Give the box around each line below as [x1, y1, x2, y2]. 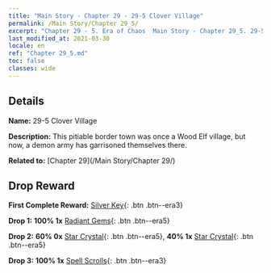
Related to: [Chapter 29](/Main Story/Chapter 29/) [8, 155, 176, 166]
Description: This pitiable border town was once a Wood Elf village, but [8, 131, 246, 141]
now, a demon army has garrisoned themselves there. [8, 140, 187, 149]
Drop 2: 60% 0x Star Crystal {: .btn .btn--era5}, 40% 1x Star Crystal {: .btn [8, 232, 254, 241]
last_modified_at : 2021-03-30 [8, 34, 110, 43]
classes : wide [8, 65, 56, 73]
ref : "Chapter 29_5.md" [8, 49, 89, 57]
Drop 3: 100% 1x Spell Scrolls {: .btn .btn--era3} [8, 256, 167, 266]
